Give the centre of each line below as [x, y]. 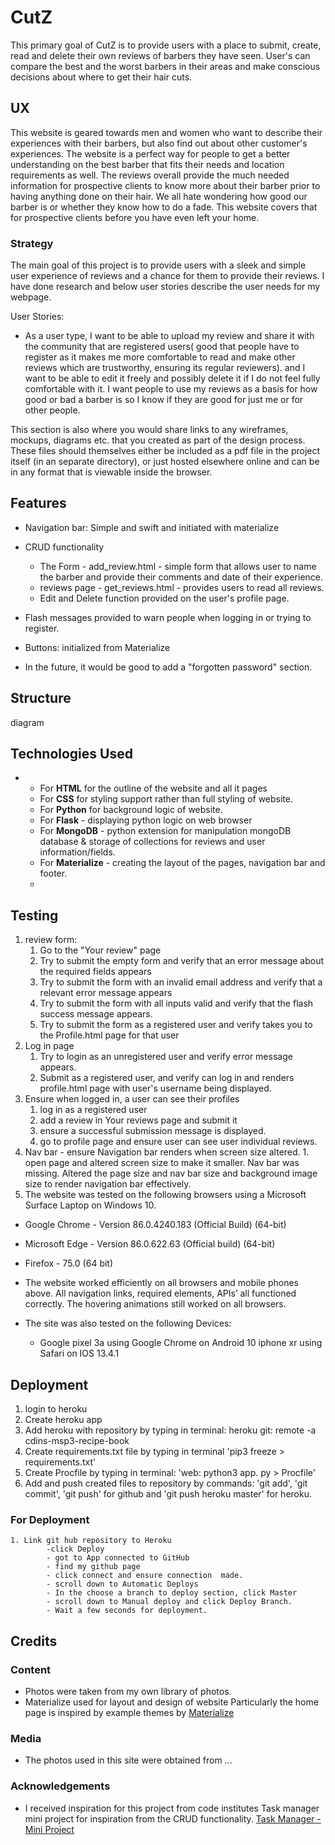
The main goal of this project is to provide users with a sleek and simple [158, 265]
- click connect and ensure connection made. [145, 1576]
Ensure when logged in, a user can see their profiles [132, 1099]
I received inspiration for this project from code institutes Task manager [172, 1808]
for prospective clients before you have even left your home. [135, 217]
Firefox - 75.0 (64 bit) [69, 1263]
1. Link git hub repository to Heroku [91, 1541]
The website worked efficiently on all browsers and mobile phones [162, 1283]
